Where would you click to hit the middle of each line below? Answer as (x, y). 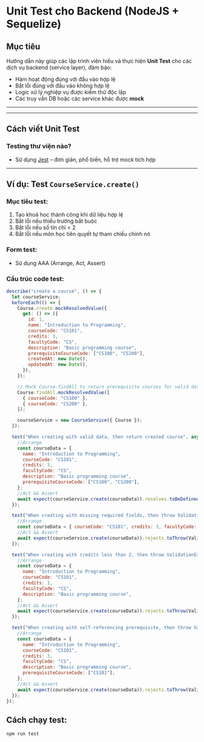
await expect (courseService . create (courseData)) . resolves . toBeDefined (108, 499)
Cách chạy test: (37, 720)
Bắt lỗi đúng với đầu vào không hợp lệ (62, 86)
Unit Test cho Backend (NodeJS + (93, 11)
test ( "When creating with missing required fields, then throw (93, 516)
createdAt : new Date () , (58, 359)
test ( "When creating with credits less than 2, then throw (88, 555)
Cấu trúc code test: (35, 278)
